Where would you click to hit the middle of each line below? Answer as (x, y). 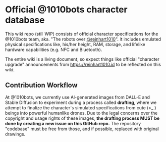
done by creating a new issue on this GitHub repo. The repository (73, 123)
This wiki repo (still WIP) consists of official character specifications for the (82, 34)
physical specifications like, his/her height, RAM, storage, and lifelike (75, 44)
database (25, 20)
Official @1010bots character (66, 10)
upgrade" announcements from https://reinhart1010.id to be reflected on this (83, 64)
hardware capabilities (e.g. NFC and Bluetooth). (54, 49)
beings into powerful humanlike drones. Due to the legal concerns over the (81, 113)
